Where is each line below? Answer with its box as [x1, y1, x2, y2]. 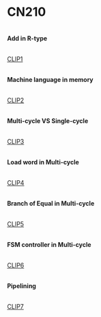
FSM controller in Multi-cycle [7, 240, 91, 248]
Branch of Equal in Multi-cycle [7, 199, 95, 207]
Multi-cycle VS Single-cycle [7, 116, 89, 124]
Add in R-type [7, 34, 48, 42]
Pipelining [7, 281, 36, 289]
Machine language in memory [7, 75, 93, 83]
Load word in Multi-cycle [7, 157, 80, 166]
